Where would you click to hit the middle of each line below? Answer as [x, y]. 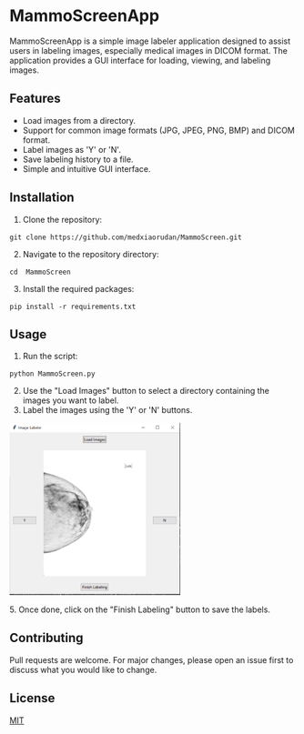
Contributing [46, 638]
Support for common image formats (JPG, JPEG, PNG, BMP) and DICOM [159, 130]
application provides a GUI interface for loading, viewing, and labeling [140, 60]
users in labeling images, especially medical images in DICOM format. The [149, 50]
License [32, 698]
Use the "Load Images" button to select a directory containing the [146, 391]
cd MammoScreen [40, 272]
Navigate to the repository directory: [91, 254]
